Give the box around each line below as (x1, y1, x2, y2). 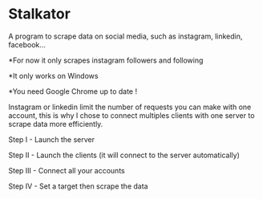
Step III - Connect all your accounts (8, 165, 126, 175)
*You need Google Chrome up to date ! (8, 86, 138, 96)
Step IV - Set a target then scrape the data (8, 181, 148, 191)
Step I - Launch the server (8, 134, 95, 144)
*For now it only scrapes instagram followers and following (8, 55, 204, 65)
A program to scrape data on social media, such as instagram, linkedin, (8, 31, 243, 41)
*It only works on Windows (8, 71, 99, 80)
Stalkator (8, 5, 71, 23)
